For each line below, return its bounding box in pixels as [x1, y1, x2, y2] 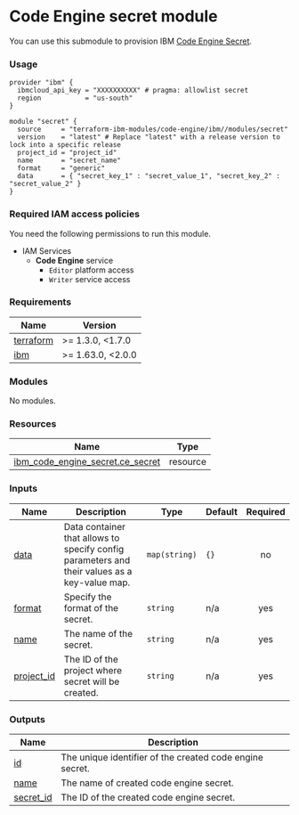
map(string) [146, 550, 198, 559]
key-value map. [63, 576, 131, 589]
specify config [63, 542, 125, 555]
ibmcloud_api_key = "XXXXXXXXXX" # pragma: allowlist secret [17, 86, 249, 95]
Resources [9, 418, 57, 430]
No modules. [9, 395, 56, 406]
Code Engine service [35, 255, 114, 265]
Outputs [9, 713, 46, 725]
